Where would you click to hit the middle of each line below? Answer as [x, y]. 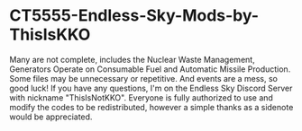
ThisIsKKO [50, 35]
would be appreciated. [51, 117]
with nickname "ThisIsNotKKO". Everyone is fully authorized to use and [141, 97]
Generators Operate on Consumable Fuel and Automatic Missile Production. [150, 69]
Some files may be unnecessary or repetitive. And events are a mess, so [143, 78]
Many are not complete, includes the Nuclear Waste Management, [132, 59]
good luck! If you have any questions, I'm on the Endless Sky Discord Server [151, 88]
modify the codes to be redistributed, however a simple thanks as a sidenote [151, 107]
